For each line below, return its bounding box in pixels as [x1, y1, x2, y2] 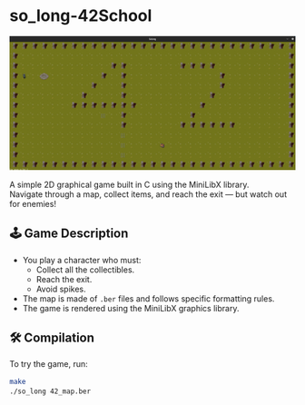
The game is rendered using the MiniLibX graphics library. [22, 302, 240, 313]
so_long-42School [9, 5, 152, 26]
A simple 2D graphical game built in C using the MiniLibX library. [9, 179, 250, 190]
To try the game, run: [9, 359, 88, 370]
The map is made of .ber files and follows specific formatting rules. [22, 292, 275, 304]
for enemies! [9, 198, 57, 209]
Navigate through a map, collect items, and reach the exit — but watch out [9, 188, 288, 200]
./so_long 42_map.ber [9, 387, 92, 396]
